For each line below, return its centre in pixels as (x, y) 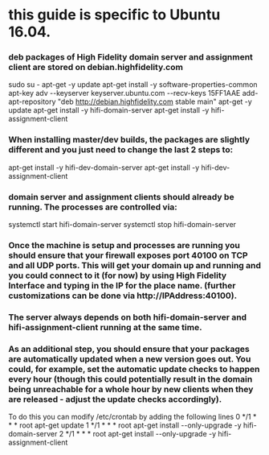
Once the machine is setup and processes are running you (124, 245)
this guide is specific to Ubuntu (114, 15)
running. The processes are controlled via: (93, 207)
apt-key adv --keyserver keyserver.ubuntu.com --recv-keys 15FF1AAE (124, 93)
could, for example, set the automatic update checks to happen (134, 369)
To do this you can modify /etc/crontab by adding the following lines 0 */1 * (132, 417)
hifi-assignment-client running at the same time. (105, 327)
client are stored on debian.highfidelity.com (96, 68)
